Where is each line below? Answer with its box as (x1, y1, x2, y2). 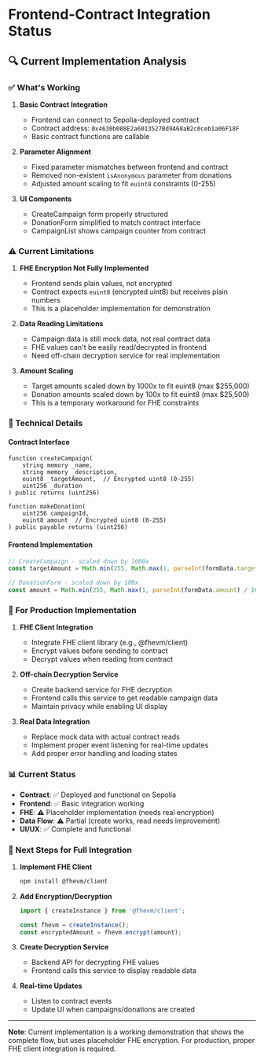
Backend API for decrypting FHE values (31, 957, 159, 967)
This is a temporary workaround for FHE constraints (31, 398, 200, 408)
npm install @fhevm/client (19, 877, 108, 885)
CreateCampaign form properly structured (31, 209, 169, 218)
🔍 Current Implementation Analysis (8, 54, 187, 68)
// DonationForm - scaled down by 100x (8, 579, 139, 587)
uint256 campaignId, (22, 509, 90, 518)
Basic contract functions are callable (31, 131, 150, 141)
